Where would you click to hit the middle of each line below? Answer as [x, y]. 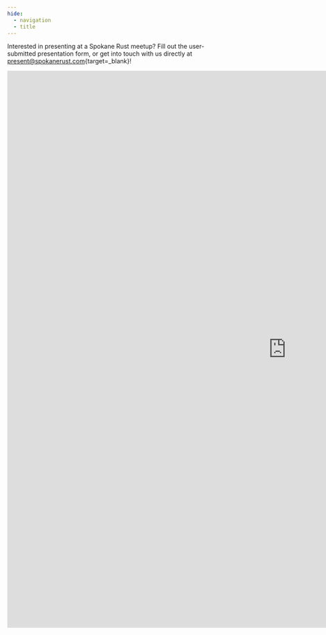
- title [25, 26]
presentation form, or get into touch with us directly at [115, 54]
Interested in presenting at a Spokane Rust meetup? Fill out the [98, 47]
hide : [15, 14]
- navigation [32, 20]
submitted [22, 54]
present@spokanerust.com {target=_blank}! [69, 61]
